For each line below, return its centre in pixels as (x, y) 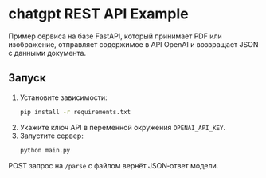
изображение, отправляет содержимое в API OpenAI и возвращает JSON (133, 44)
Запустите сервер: (51, 136)
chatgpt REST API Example (98, 14)
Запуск (27, 78)
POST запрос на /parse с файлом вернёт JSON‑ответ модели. (113, 165)
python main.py (45, 150)
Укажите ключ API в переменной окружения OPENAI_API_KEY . (122, 127)
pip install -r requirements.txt (75, 112)
